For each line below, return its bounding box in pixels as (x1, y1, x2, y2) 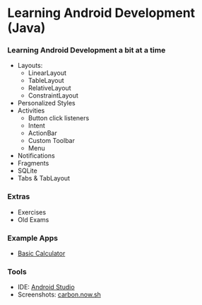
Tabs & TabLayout (17, 174, 71, 183)
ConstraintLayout (28, 91, 79, 100)
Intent (28, 122, 46, 130)
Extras (7, 192, 30, 202)
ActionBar (28, 129, 58, 137)
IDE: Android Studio (17, 283, 76, 292)
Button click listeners (28, 114, 90, 122)
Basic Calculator (17, 249, 66, 258)
